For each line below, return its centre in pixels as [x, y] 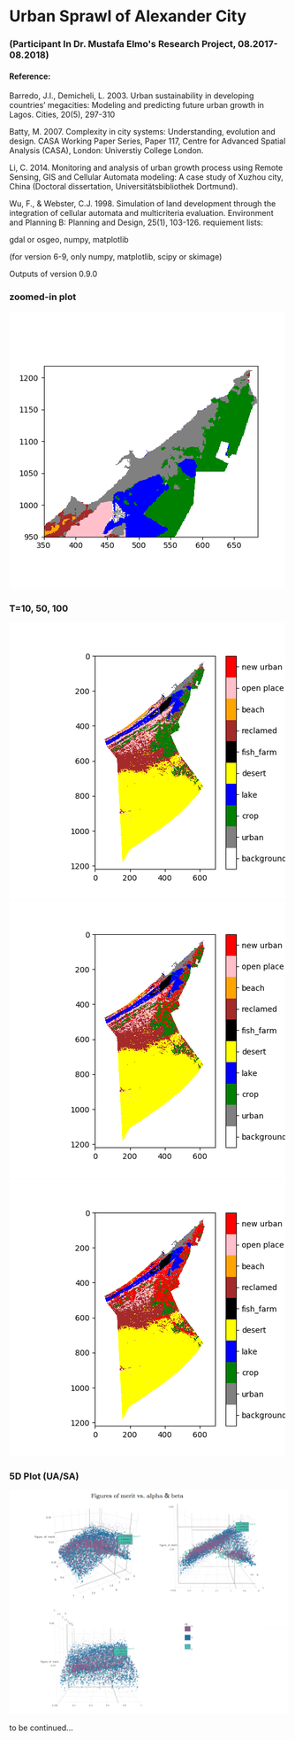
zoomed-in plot [43, 297]
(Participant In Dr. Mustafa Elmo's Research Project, [123, 44]
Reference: [30, 76]
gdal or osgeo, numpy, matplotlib [69, 240]
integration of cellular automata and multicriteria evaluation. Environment [141, 213]
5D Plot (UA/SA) [44, 1476]
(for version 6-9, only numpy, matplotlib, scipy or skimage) [116, 257]
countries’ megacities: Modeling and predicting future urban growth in [137, 105]
